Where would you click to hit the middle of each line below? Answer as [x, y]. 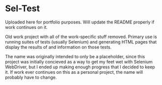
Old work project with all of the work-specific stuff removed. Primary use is [81, 37]
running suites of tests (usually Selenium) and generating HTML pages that [81, 42]
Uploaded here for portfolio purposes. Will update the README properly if [80, 22]
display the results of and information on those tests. [58, 47]
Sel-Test [23, 9]
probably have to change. [31, 77]
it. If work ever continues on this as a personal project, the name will [74, 72]
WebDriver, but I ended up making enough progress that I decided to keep [80, 67]
